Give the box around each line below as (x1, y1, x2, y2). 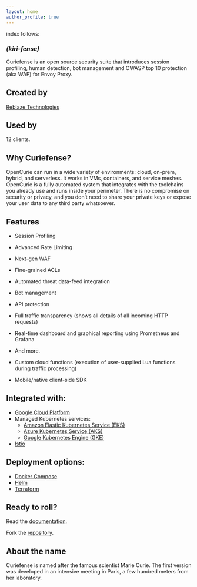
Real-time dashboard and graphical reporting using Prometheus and (14, 330, 180, 337)
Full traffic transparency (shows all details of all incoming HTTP (14, 312, 169, 319)
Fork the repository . (6, 529, 54, 536)
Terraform (14, 485, 39, 492)
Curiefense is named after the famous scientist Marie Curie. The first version (6, 562, 192, 569)
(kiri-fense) (6, 45, 40, 53)
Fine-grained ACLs (14, 267, 61, 274)
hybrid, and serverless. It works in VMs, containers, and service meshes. (6, 175, 183, 182)
